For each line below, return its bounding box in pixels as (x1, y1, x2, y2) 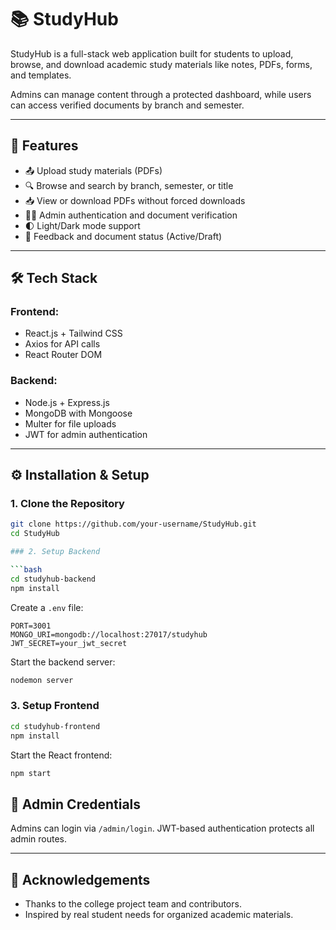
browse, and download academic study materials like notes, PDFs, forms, (10, 58, 313, 70)
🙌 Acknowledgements (10, 871, 151, 888)
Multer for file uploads (24, 417, 117, 430)
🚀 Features (10, 137, 79, 155)
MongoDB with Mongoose (24, 407, 133, 419)
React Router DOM (24, 349, 103, 361)
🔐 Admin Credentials (10, 796, 142, 813)
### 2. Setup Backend (10, 547, 101, 557)
